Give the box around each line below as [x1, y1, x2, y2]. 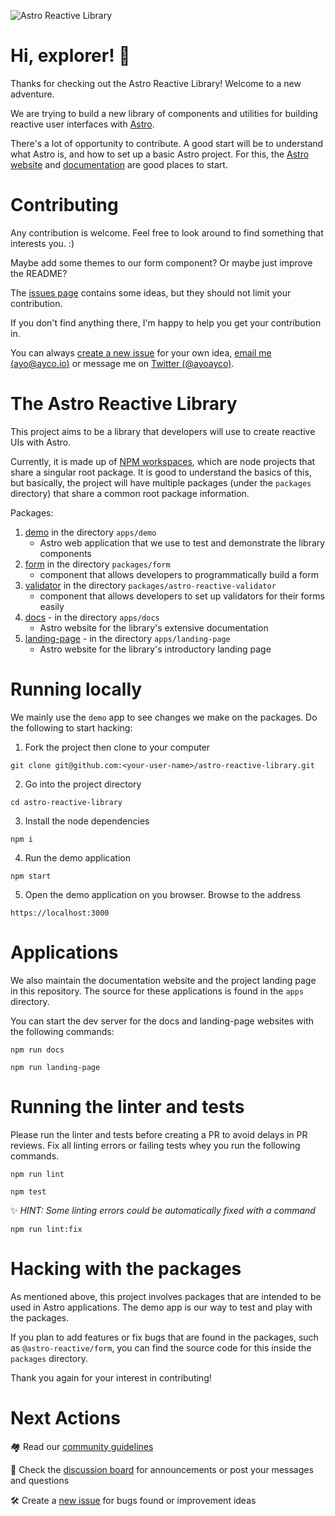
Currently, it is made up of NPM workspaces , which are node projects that [10, 455, 316, 467]
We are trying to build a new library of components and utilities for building [10, 107, 318, 119]
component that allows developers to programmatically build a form [39, 568, 319, 580]
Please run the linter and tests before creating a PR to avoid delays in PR [10, 1128, 308, 1140]
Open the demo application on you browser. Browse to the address [24, 888, 302, 900]
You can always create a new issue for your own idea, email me [10, 346, 272, 359]
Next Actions [10, 1406, 121, 1429]
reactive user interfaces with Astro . [10, 118, 155, 130]
